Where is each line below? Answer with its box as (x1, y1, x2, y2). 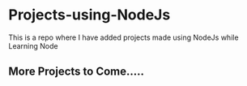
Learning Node (8, 41, 58, 50)
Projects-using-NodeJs (8, 6, 171, 24)
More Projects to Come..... (8, 65, 144, 79)
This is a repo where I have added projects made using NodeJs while (8, 32, 239, 42)
